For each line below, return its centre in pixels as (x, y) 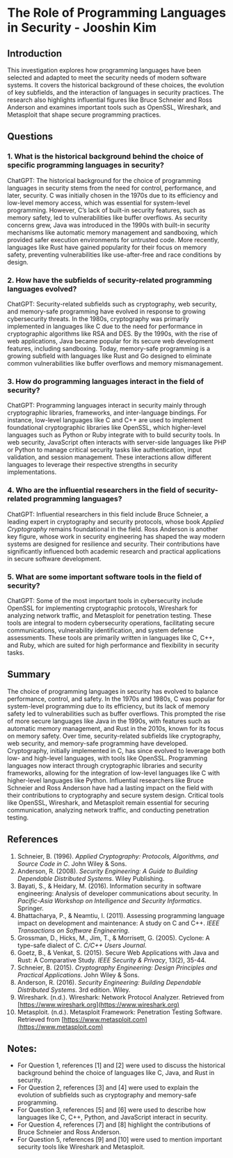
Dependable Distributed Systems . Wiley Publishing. (91, 878)
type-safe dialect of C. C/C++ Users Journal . (82, 945)
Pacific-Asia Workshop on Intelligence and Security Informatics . (109, 900)
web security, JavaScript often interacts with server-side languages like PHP (117, 443)
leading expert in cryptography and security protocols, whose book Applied (115, 521)
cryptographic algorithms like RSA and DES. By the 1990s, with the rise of (112, 334)
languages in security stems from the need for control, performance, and (112, 188)
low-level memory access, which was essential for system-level (99, 202)
